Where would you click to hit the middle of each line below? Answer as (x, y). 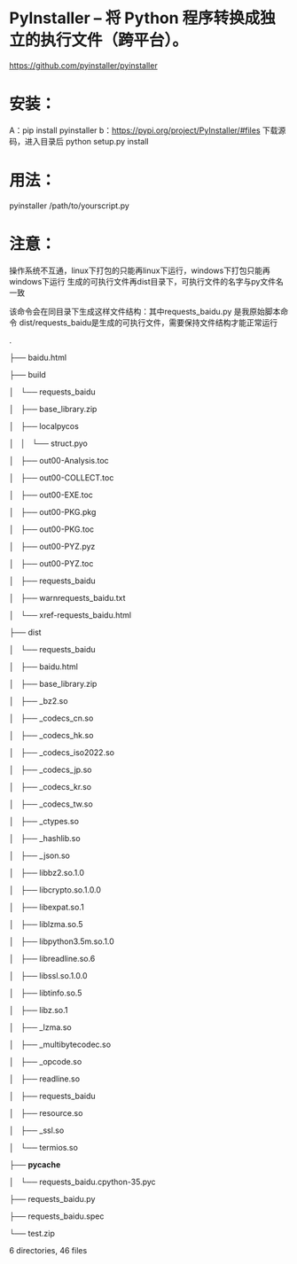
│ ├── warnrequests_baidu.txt (67, 597)
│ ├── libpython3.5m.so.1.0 (62, 941)
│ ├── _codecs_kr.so (50, 786)
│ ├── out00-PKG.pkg (53, 511)
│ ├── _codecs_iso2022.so (62, 752)
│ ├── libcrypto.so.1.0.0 (55, 889)
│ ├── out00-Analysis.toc (59, 460)
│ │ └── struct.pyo (49, 443)
